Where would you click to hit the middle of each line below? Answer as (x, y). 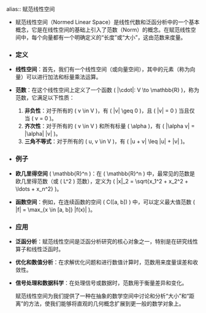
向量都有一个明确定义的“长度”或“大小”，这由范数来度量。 (114, 37)
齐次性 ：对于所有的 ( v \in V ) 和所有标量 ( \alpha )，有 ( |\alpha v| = (109, 126)
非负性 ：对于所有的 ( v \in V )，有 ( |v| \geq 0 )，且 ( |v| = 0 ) (101, 111)
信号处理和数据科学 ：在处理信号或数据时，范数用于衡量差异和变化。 (101, 283)
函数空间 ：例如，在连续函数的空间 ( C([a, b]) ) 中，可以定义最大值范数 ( (105, 202)
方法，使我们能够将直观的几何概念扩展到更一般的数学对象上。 (106, 303)
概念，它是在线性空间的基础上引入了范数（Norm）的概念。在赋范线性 (103, 30)
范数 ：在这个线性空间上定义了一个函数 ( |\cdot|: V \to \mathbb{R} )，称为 (107, 90)
